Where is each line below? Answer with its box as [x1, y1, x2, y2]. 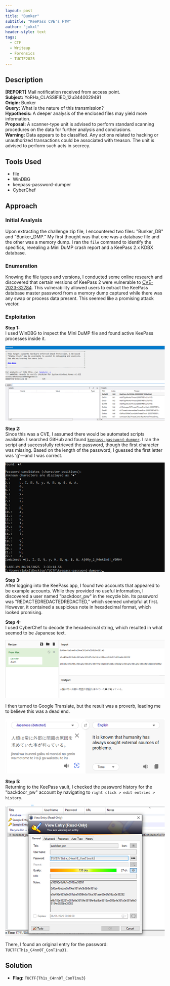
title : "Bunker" [5, 13, 39, 19]
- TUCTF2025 [10, 56, 35, 61]
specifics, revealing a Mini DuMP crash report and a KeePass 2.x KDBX [5, 244, 153, 250]
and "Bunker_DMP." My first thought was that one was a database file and [5, 233, 160, 240]
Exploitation [5, 314, 35, 321]
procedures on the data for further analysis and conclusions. [5, 126, 132, 133]
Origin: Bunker [5, 100, 36, 106]
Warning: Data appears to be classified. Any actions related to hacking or [5, 132, 159, 138]
